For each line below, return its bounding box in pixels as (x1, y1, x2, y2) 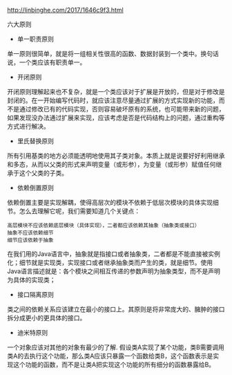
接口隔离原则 (17, 291, 54, 298)
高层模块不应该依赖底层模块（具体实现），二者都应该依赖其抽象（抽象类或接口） (7, 222, 200, 229)
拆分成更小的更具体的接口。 (7, 314, 86, 322)
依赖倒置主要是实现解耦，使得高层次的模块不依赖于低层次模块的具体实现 (7, 199, 213, 206)
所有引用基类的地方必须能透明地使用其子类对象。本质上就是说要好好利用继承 (7, 152, 225, 160)
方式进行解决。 (7, 122, 50, 130)
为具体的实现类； (7, 276, 56, 284)
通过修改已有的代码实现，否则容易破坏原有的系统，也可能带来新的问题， (19, 105, 225, 113)
